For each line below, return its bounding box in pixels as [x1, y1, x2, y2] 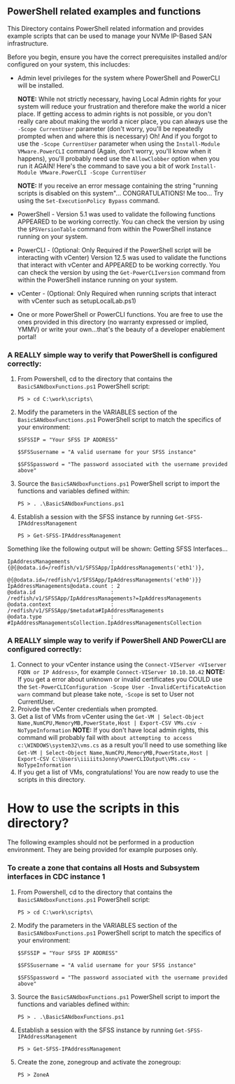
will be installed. [17, 81, 64, 90]
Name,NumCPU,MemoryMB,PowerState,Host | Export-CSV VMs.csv [17, 720, 197, 727]
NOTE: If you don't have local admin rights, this [72, 726, 209, 734]
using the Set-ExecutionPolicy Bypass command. [17, 196, 160, 205]
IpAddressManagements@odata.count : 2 [7, 583, 120, 590]
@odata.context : [7, 601, 114, 608]
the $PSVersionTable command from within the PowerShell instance [17, 224, 212, 233]
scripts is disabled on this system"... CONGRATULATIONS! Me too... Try [17, 188, 224, 197]
